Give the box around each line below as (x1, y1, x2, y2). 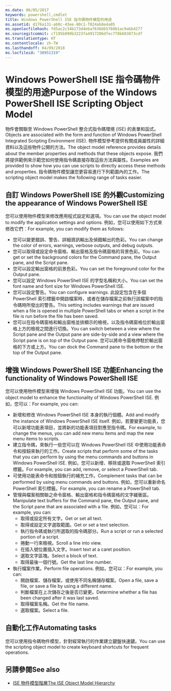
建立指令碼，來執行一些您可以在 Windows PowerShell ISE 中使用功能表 (12, 442, 162, 448)
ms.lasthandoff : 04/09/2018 (5, 45, 65, 51)
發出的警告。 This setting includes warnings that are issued (30, 302, 155, 308)
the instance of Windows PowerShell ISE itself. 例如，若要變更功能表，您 (12, 418, 166, 424)
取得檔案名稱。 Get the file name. (20, 601, 89, 607)
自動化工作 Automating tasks (5, 624, 97, 632)
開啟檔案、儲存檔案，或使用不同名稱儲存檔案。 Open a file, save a (20, 577, 158, 583)
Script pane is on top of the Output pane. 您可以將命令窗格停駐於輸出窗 (12, 337, 163, 343)
